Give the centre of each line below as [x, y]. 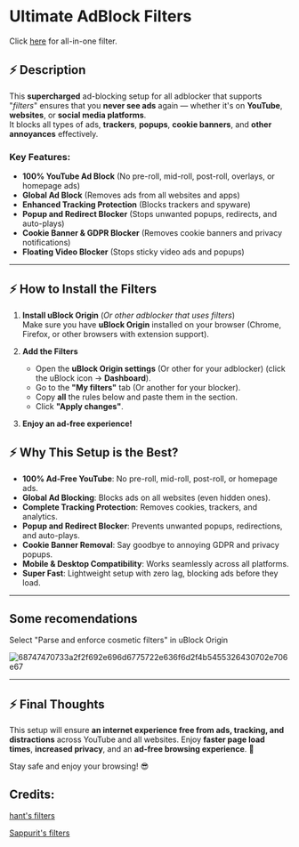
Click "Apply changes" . [80, 406]
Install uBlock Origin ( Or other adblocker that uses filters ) [129, 315]
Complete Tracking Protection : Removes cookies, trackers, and [140, 507]
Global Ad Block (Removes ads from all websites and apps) [131, 195]
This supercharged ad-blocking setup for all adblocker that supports [136, 96]
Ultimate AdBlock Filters [101, 16]
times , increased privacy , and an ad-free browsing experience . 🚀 [132, 749]
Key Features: [40, 157]
